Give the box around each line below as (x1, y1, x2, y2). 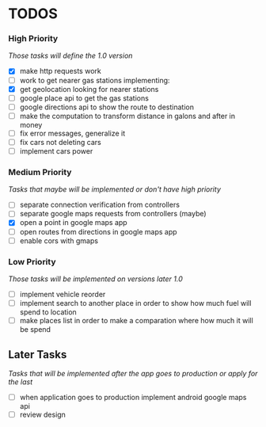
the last (8, 377, 33, 387)
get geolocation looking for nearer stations (19, 84, 159, 93)
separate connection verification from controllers (19, 200, 180, 210)
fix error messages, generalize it (19, 128, 126, 138)
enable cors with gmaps (19, 235, 99, 246)
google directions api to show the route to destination (19, 102, 194, 112)
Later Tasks (8, 348, 67, 361)
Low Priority (8, 256, 57, 267)
